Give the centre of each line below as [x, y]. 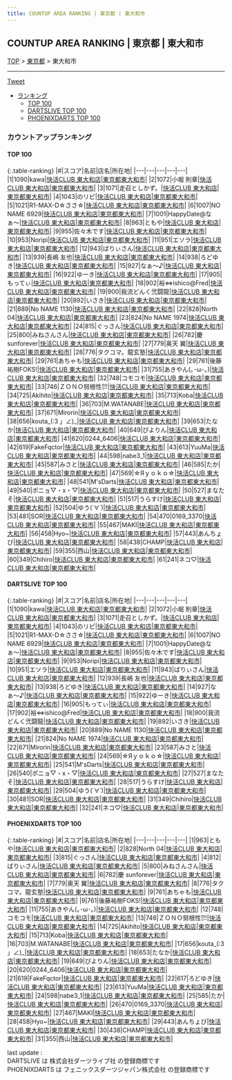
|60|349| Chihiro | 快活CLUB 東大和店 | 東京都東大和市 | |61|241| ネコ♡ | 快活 [109, 559]
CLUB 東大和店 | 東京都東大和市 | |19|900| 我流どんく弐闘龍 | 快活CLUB [104, 292]
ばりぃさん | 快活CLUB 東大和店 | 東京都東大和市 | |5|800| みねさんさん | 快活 [110, 866]
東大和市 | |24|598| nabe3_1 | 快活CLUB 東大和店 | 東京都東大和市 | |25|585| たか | [116, 995]
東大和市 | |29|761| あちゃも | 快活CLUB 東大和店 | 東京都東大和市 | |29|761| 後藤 [115, 361]
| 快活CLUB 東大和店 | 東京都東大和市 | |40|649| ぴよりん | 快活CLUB [105, 430]
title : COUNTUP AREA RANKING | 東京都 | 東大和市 [76, 13]
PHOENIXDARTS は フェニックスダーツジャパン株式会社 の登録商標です [109, 1069]
